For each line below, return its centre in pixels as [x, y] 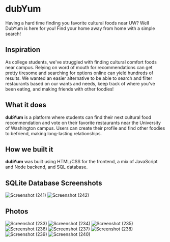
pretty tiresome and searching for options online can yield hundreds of [79, 73]
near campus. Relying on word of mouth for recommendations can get [79, 67]
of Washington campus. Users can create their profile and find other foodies [85, 128]
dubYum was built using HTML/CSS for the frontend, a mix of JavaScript [81, 162]
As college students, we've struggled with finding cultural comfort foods [81, 62]
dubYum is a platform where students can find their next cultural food [78, 117]
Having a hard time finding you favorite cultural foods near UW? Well [77, 23]
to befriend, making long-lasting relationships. [54, 133]
